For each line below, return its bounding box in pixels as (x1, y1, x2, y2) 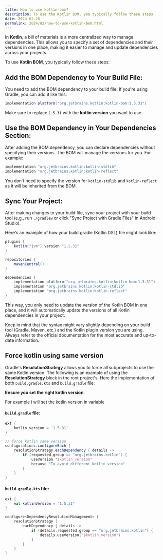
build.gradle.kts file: (5, 486, 50, 492)
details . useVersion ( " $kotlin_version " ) (39, 533, 121, 538)
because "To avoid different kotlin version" (31, 461, 125, 466)
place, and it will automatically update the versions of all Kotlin (5, 307, 130, 313)
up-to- (143, 332, 157, 338)
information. (15, 337, 40, 343)
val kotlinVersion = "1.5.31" (14, 501, 75, 506)
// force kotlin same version (5, 439, 67, 444)
